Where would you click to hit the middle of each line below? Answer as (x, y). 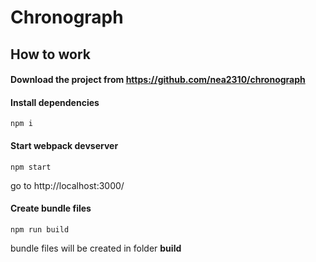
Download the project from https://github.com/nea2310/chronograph (158, 80)
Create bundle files (51, 208)
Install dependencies (55, 102)
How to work (50, 54)
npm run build (40, 229)
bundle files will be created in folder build (96, 248)
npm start (31, 167)
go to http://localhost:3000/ (67, 185)
